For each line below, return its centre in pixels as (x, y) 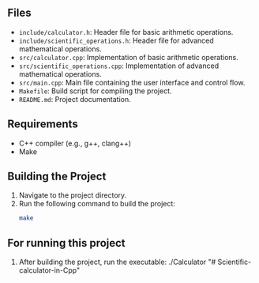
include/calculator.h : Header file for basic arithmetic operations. (126, 32)
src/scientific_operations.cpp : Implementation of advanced (118, 66)
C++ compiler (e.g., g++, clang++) (75, 143)
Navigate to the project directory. (73, 195)
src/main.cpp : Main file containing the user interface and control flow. (132, 82)
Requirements (43, 125)
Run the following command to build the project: (97, 204)
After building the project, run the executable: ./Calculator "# (117, 262)
